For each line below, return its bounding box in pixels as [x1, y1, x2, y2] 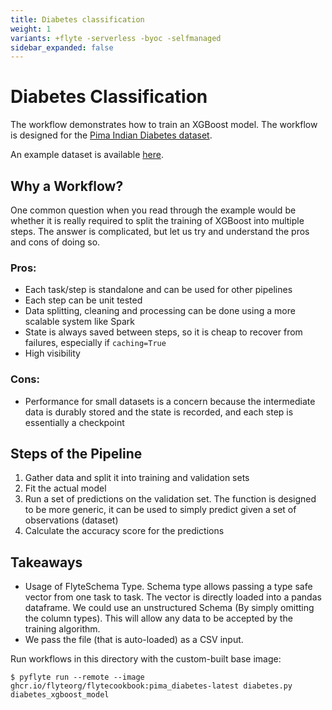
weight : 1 [10, 24, 52, 34]
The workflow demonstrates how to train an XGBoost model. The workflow [10, 119, 318, 131]
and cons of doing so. [10, 236, 101, 248]
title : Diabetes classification [10, 14, 145, 25]
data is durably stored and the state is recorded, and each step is [24, 406, 294, 418]
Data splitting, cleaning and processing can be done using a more [24, 305, 296, 317]
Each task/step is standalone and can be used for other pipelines [24, 284, 293, 296]
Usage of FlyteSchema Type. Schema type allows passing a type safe [24, 581, 313, 593]
